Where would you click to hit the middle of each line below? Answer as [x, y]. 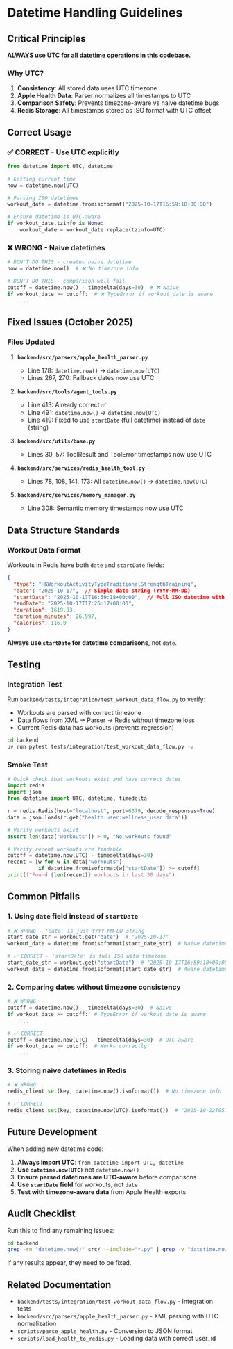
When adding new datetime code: [55, 1149]
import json [24, 792]
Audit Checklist [41, 1214]
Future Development [52, 1132]
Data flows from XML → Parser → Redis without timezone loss [106, 720]
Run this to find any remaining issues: [61, 1230]
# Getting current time [42, 179]
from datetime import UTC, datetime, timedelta [77, 799]
